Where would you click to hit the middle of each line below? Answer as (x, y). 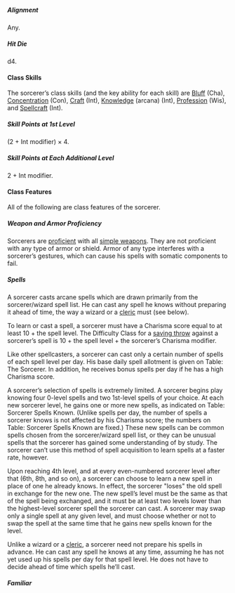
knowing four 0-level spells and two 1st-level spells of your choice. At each (116, 398)
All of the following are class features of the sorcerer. (84, 207)
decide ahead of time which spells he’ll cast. (71, 567)
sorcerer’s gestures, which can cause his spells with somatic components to (117, 256)
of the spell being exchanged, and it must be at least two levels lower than (114, 501)
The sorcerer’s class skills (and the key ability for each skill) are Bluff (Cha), (116, 93)
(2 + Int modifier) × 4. (38, 142)
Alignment (23, 10)
